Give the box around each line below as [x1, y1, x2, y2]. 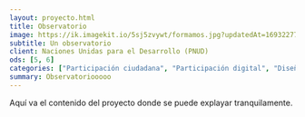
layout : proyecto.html [9, 13, 95, 23]
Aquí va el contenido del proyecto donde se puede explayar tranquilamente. [9, 97, 293, 108]
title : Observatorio [9, 22, 88, 31]
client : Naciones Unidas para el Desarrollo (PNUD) [9, 47, 209, 56]
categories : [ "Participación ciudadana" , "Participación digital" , [9, 64, 271, 73]
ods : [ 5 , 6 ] [9, 55, 54, 64]
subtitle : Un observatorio [9, 38, 112, 48]
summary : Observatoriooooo [9, 73, 112, 82]
